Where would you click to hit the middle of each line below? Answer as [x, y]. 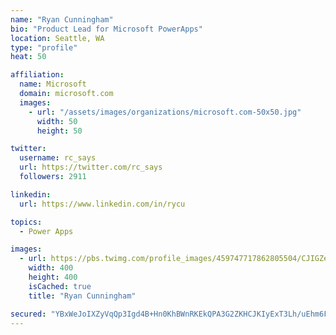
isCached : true [60, 286]
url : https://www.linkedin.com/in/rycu [102, 204]
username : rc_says [58, 158]
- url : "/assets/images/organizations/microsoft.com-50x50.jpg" [165, 112]
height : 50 [59, 131]
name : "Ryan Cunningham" [62, 19]
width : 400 [51, 268]
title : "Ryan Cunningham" [82, 296]
